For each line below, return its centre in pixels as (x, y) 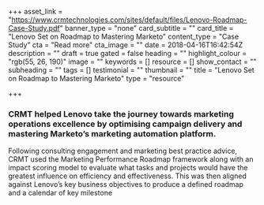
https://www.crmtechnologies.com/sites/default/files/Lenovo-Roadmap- (129, 20)
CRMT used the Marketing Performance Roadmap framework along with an (131, 159)
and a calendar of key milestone (60, 193)
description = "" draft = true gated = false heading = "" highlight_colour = (128, 53)
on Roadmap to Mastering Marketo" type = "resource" (96, 78)
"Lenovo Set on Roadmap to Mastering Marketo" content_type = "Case (124, 36)
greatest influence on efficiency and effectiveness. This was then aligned (128, 176)
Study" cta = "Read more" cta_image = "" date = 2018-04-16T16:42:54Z (126, 45)
